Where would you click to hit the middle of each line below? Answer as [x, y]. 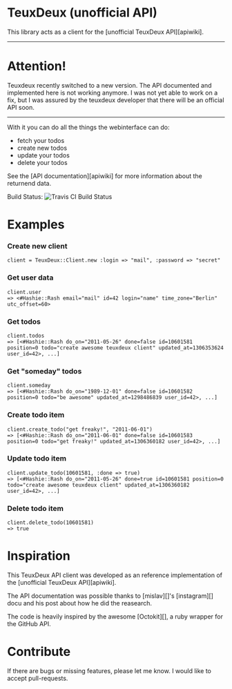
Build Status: [25, 196]
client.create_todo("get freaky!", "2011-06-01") [80, 429]
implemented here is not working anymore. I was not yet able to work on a [113, 93]
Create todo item [36, 415]
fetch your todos [41, 140]
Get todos [24, 321]
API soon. [21, 107]
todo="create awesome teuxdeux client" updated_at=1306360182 [98, 485]
